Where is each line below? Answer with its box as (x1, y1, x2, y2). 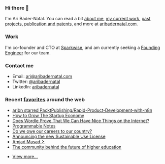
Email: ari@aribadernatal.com (12, 73, 72, 79)
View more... (12, 154, 38, 160)
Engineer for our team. (5, 49, 51, 56)
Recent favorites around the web (5, 96, 85, 103)
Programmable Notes (12, 123, 56, 129)
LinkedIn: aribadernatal (12, 83, 59, 89)
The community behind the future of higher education (12, 144, 122, 150)
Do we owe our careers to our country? (12, 128, 92, 134)
